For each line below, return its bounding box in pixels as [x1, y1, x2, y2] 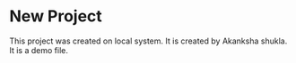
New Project [9, 6, 103, 27]
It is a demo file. [9, 44, 69, 55]
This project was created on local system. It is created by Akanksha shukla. [9, 35, 288, 46]
